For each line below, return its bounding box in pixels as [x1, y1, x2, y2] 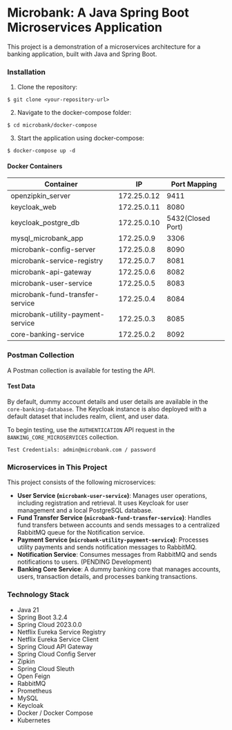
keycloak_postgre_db [10, 218, 80, 228]
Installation [7, 67, 46, 77]
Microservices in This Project [7, 462, 108, 472]
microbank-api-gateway [10, 267, 92, 277]
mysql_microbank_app [10, 233, 84, 243]
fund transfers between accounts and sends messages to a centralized [17, 521, 220, 529]
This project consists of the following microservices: [7, 478, 156, 486]
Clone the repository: [17, 83, 78, 91]
